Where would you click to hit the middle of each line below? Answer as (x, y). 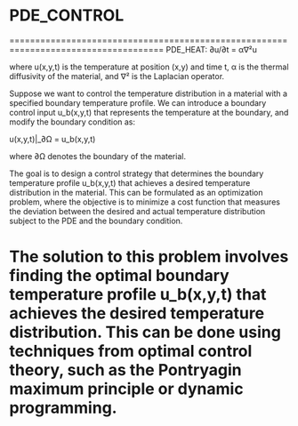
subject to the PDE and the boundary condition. (96, 221)
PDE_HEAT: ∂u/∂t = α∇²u (212, 49)
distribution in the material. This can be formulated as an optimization (137, 192)
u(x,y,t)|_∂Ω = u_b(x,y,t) (52, 139)
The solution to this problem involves (149, 257)
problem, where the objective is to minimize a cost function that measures (145, 202)
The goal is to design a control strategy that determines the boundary (137, 173)
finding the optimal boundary (119, 276)
